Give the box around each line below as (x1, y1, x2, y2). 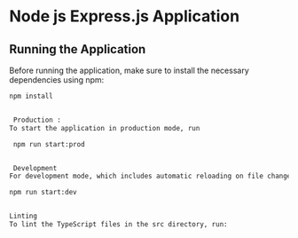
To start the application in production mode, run (9, 123, 200, 132)
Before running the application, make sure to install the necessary (9, 65, 250, 75)
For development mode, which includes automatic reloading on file (9, 171, 264, 181)
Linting (9, 211, 38, 221)
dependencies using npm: (9, 75, 105, 85)
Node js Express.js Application (9, 6, 240, 27)
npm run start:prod (12, 139, 86, 148)
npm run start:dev (9, 188, 77, 197)
